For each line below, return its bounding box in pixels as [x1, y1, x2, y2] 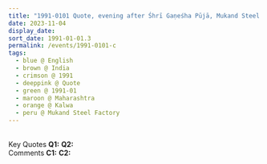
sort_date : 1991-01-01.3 [8, 34, 91, 43]
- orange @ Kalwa [15, 101, 74, 109]
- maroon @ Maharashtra [15, 94, 95, 102]
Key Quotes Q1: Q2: [8, 140, 74, 149]
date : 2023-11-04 [8, 19, 67, 27]
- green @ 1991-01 [15, 86, 78, 95]
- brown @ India [15, 64, 70, 72]
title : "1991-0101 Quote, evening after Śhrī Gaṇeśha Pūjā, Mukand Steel [8, 11, 261, 20]
